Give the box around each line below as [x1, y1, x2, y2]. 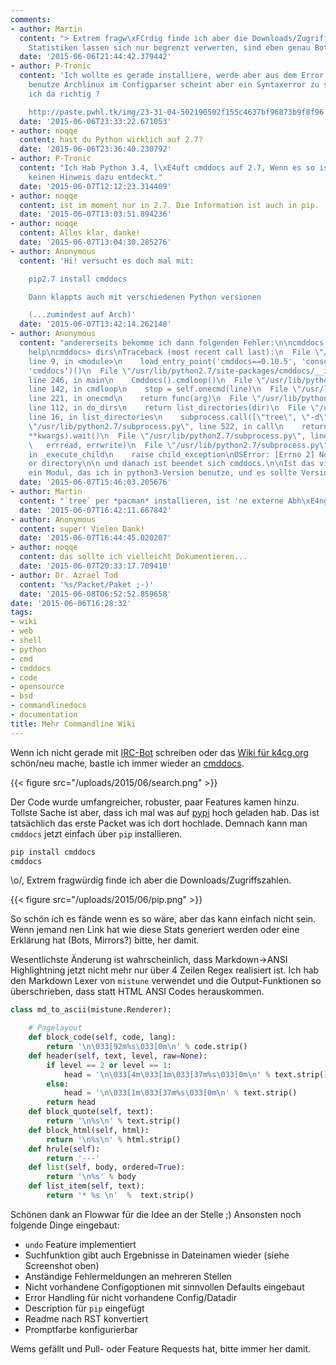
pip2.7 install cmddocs [28, 274, 128, 284]
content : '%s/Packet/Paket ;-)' [19, 579, 155, 590]
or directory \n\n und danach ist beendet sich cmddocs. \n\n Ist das [28, 459, 315, 469]
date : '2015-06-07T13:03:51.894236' [19, 209, 172, 220]
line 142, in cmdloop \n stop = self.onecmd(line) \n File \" [28, 384, 302, 395]
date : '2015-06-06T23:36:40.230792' [19, 144, 172, 155]
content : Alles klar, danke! [19, 228, 141, 238]
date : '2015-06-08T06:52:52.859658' [19, 589, 172, 599]
